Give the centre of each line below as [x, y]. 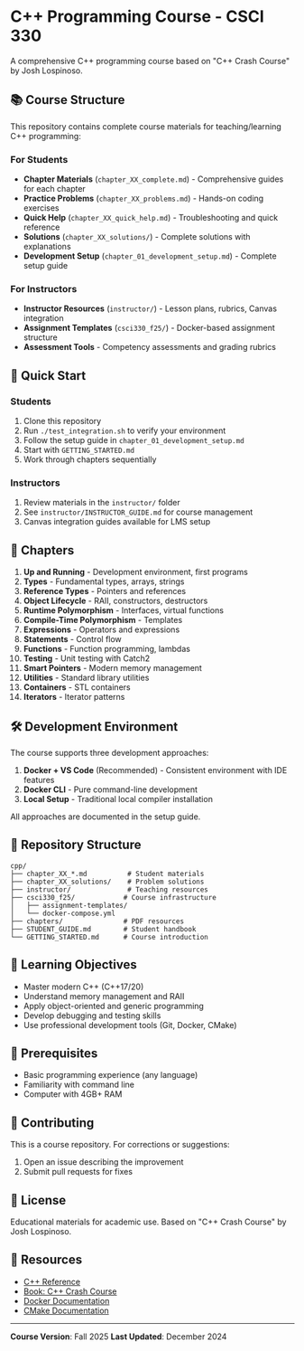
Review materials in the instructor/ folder [101, 503]
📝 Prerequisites [54, 1053]
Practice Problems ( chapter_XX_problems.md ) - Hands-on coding [143, 198]
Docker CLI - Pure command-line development [110, 789]
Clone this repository [62, 421]
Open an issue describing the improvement [103, 1162]
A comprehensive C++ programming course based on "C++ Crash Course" [150, 61]
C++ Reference [52, 1281]
